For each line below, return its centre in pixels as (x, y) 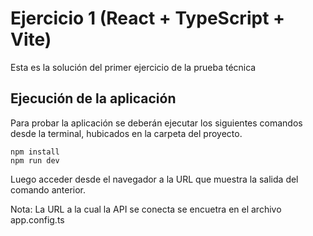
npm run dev (35, 160)
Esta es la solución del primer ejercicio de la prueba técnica (133, 67)
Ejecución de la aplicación (93, 98)
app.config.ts (37, 219)
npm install (35, 152)
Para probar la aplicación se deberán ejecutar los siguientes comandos (156, 123)
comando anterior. (48, 189)
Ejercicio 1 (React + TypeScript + (148, 18)
